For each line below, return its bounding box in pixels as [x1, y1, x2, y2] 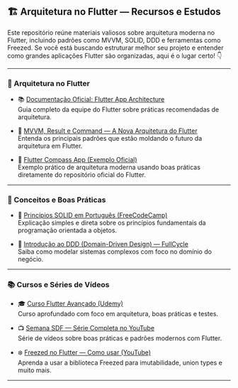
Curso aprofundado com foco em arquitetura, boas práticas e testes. [17, 309, 218, 318]
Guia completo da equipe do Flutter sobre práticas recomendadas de [17, 105, 220, 114]
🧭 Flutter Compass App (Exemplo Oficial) [17, 156, 137, 164]
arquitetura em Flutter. [17, 141, 83, 151]
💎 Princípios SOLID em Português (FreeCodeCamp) [17, 211, 168, 220]
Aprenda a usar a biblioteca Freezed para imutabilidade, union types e [17, 358, 223, 367]
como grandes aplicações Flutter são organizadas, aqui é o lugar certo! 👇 [7, 51, 222, 60]
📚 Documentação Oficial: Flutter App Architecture [17, 95, 165, 104]
